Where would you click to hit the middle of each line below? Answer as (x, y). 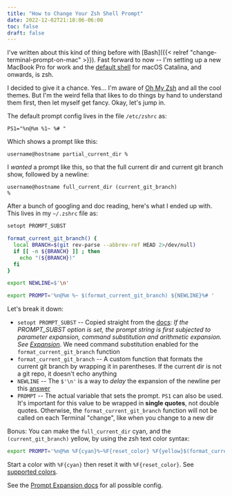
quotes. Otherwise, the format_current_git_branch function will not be (117, 411)
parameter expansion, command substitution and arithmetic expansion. (119, 337)
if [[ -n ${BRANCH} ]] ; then (57, 251)
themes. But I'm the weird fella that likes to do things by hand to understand (115, 95)
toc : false (23, 26)
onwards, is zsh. (30, 75)
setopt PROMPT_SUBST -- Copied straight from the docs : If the (103, 322)
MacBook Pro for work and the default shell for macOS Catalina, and (104, 67)
